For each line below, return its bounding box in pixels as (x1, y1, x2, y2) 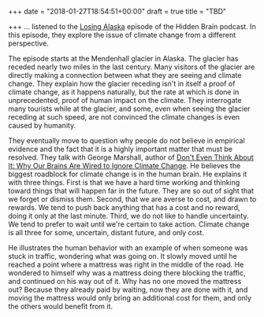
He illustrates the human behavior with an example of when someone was (8, 243, 248, 252)
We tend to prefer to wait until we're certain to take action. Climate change (8, 219, 250, 229)
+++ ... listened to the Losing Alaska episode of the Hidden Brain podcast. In (8, 22, 256, 31)
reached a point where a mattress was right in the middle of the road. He (8, 260, 244, 269)
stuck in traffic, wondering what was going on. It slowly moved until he (8, 252, 238, 260)
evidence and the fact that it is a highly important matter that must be (8, 145, 232, 153)
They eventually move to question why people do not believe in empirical (8, 136, 246, 145)
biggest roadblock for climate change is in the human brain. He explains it (8, 169, 247, 179)
